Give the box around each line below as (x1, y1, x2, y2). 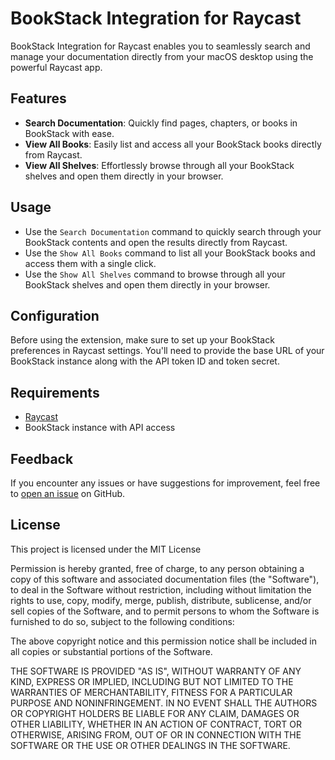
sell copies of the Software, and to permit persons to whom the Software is (10, 605, 320, 617)
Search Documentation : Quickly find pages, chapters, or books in (24, 117, 298, 129)
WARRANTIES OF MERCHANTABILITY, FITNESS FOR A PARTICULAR (10, 686, 293, 698)
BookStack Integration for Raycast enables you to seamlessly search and (10, 40, 311, 52)
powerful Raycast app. (10, 61, 103, 73)
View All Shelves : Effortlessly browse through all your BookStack (24, 159, 295, 171)
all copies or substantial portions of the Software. (10, 645, 213, 657)
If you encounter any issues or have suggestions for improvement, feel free (10, 477, 321, 489)
